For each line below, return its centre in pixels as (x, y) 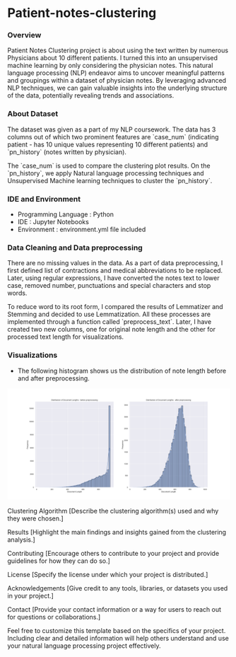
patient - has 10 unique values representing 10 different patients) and (108, 144)
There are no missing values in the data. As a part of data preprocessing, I (115, 263)
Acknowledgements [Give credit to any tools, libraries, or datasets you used (118, 588)
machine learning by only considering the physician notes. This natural (110, 66)
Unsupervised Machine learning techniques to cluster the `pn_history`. (110, 180)
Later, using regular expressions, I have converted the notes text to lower (113, 278)
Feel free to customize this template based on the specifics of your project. (117, 630)
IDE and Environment (44, 199)
